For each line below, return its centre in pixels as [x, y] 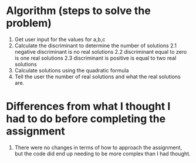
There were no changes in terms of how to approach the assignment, [98, 147]
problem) [29, 23]
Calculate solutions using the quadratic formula [72, 70]
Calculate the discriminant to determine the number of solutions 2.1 [96, 46]
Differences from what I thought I [88, 107]
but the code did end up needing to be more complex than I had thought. [102, 154]
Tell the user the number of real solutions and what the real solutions [97, 77]
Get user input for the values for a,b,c [60, 39]
